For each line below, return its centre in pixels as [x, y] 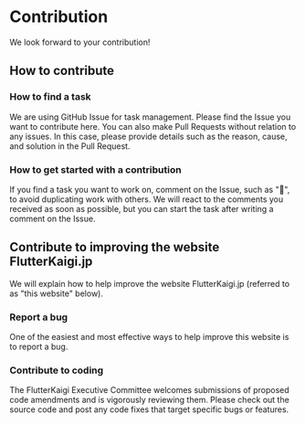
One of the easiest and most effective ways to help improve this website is [149, 337]
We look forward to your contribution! [80, 42]
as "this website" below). [56, 293]
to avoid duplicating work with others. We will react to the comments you [147, 199]
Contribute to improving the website [115, 247]
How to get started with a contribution [95, 169]
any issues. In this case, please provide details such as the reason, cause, [148, 136]
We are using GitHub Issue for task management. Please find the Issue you [150, 117]
